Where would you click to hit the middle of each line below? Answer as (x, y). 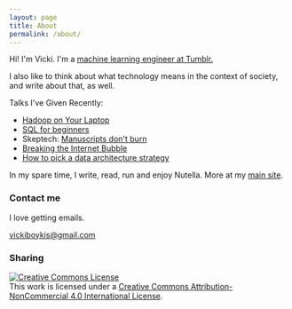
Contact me (35, 198)
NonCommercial (39, 296)
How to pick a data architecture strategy (96, 158)
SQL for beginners (55, 130)
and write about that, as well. (62, 86)
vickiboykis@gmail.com (52, 234)
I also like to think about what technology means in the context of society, (144, 76)
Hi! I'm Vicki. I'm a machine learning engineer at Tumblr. (111, 59)
